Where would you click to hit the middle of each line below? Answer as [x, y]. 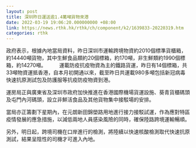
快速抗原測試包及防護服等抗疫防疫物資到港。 [60, 80]
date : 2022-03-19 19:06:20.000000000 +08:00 [61, 22]
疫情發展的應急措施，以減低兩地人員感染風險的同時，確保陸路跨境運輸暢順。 [98, 119]
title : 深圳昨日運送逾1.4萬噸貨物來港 [48, 17]
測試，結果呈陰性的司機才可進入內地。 [52, 139]
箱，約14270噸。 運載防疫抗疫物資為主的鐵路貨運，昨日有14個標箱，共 [97, 66]
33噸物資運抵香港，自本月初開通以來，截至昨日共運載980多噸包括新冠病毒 [96, 73]
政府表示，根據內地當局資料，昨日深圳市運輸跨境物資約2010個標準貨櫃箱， [96, 51]
